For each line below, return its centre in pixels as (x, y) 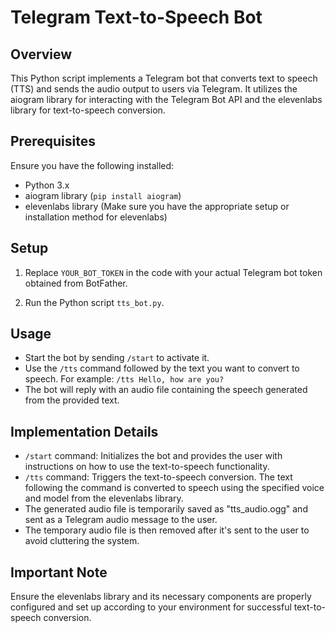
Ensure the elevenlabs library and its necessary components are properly (161, 597)
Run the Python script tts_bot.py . (94, 302)
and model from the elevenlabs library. (104, 498)
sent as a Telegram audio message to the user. (121, 520)
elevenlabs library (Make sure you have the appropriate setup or (157, 206)
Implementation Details (84, 431)
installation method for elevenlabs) (96, 217)
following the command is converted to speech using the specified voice (174, 488)
